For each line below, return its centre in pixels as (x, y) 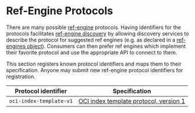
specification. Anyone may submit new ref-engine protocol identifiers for (95, 70)
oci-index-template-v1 (41, 101)
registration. (21, 76)
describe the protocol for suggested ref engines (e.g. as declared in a (91, 40)
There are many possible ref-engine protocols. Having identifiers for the (94, 27)
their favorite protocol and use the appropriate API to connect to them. (92, 52)
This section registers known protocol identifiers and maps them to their (94, 64)
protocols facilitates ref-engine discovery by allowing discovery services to (97, 33)
